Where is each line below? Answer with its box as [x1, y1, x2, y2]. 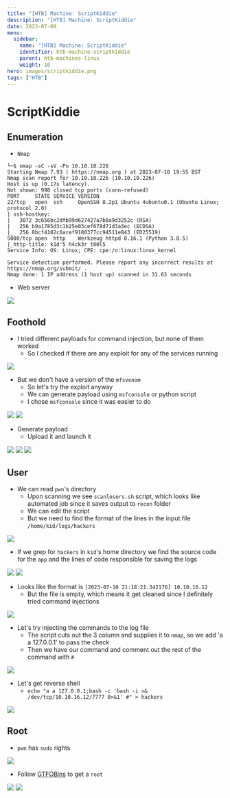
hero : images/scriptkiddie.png [7, 68, 97, 74]
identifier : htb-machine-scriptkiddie [19, 49, 130, 56]
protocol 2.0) [7, 205, 48, 212]
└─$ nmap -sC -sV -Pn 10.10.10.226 [7, 163, 109, 170]
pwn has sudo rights [16, 744, 71, 752]
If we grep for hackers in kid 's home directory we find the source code [16, 548, 217, 555]
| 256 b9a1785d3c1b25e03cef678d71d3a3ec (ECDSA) [7, 223, 155, 230]
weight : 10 [19, 61, 51, 68]
